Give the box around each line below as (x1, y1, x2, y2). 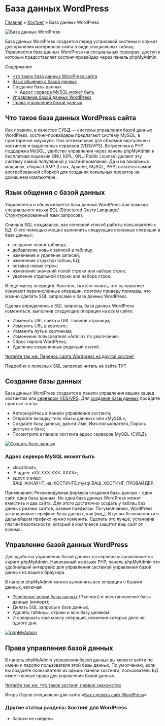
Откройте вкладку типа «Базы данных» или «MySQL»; (12, 416, 127, 421)
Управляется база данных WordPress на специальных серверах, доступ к (5, 49, 161, 55)
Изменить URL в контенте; (12, 323, 68, 329)
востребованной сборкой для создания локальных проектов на (5, 169, 140, 175)
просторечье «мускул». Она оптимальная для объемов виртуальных (5, 137, 151, 143)
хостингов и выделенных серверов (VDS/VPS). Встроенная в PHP (5, 143, 144, 149)
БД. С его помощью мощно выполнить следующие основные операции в (5, 227, 161, 232)
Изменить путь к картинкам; (12, 328, 73, 334)
